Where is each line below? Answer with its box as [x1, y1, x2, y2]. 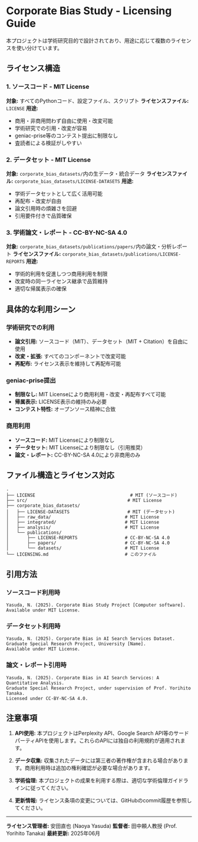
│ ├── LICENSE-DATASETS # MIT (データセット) [6, 509, 175, 515]
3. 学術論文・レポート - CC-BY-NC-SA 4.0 [6, 228, 128, 237]
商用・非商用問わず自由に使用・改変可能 [14, 117, 113, 124]
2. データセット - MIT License [6, 156, 91, 164]
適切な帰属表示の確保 [14, 285, 67, 292]
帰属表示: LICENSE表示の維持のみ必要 [14, 398, 107, 406]
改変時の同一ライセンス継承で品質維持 [14, 278, 108, 285]
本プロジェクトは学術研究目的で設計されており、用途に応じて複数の [6, 37, 171, 44]
